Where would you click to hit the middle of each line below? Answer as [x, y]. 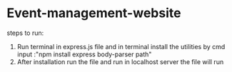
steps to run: [25, 33]
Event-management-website [94, 13]
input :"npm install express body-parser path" [84, 54]
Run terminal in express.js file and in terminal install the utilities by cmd [121, 46]
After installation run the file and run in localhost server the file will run [120, 61]
